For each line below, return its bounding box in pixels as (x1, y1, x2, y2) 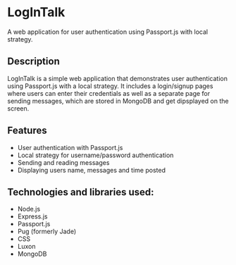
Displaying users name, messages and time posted (17, 166, 166, 174)
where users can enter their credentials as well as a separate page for (7, 89, 211, 97)
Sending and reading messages (17, 158, 110, 166)
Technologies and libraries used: (7, 186, 154, 198)
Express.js (17, 212, 48, 221)
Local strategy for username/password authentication (17, 151, 174, 159)
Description (7, 56, 60, 68)
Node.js (17, 205, 41, 214)
